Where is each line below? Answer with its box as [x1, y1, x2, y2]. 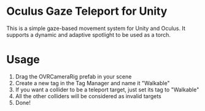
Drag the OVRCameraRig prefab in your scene [15, 72, 132, 80]
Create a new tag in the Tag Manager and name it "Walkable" [15, 79, 170, 86]
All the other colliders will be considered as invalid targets [15, 92, 161, 99]
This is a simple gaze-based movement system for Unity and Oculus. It [6, 25, 185, 32]
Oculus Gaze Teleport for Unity [6, 4, 168, 18]
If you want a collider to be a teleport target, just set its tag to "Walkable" [15, 86, 199, 93]
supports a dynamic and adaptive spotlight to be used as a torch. [6, 31, 171, 38]
